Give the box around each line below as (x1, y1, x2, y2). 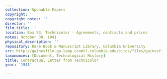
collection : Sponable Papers (5, 7, 66, 12)
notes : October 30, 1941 (5, 35, 57, 40)
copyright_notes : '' (5, 16, 48, 21)
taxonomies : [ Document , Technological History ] (5, 53, 106, 58)
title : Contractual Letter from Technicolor (5, 58, 99, 63)
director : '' (5, 21, 32, 26)
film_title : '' (5, 26, 37, 31)
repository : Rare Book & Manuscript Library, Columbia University (5, 44, 146, 49)
